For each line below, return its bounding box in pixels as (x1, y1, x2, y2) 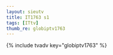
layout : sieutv (6, 8, 44, 15)
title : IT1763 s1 (6, 14, 50, 20)
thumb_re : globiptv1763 (6, 25, 66, 32)
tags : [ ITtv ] (6, 20, 39, 26)
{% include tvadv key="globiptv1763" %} (6, 42, 108, 49)
